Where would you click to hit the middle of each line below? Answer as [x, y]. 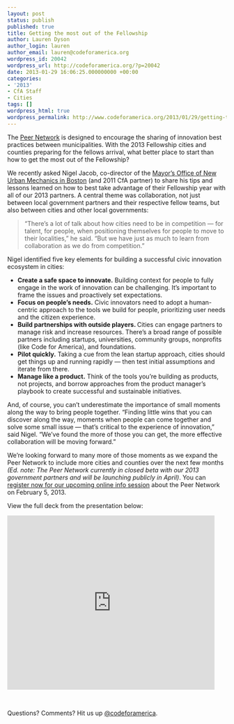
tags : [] [20, 105]
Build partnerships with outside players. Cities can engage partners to [120, 324]
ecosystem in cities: [36, 266]
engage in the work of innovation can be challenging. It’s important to [117, 287]
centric [28, 309]
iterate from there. [43, 369]
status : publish [31, 20]
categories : [24, 78]
